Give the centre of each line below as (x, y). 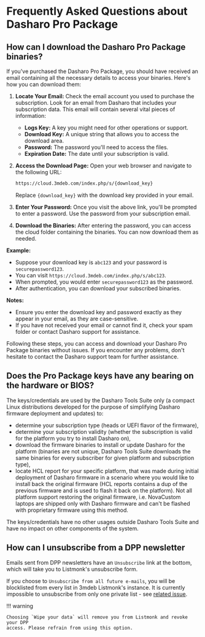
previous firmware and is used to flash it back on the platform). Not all (103, 490)
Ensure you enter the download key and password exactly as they (99, 312)
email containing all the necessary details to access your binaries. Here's (99, 78)
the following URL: (38, 172)
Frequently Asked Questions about (97, 11)
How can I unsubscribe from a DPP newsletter (96, 548)
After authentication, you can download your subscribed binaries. (98, 288)
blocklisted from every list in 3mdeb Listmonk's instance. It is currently (96, 587)
